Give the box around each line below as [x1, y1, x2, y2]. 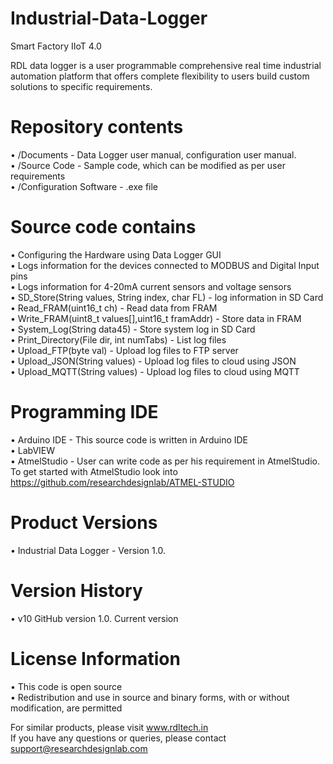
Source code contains [10, 216, 197, 239]
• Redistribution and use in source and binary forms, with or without [10, 691, 290, 703]
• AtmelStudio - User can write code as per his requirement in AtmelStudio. [10, 455, 320, 467]
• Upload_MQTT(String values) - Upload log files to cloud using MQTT [10, 365, 300, 377]
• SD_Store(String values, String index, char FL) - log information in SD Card [10, 291, 324, 303]
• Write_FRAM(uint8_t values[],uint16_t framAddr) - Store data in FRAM [10, 312, 302, 324]
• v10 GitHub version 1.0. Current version [10, 612, 179, 624]
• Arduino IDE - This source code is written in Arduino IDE [10, 433, 249, 446]
